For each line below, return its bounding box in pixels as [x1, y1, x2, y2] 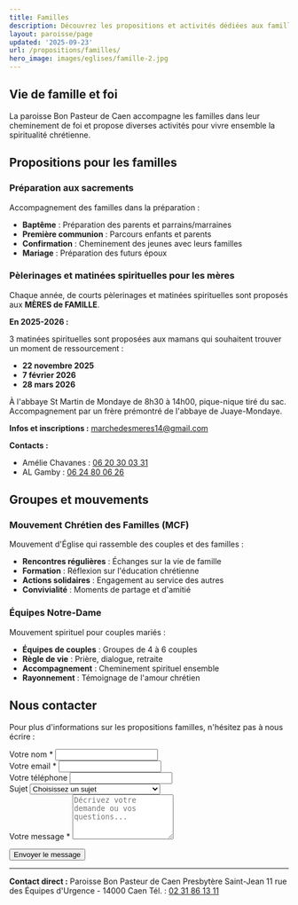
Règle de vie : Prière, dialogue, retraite [21, 653, 163, 664]
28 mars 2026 [21, 379, 75, 390]
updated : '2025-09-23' [9, 37, 93, 47]
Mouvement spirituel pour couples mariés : [9, 626, 166, 637]
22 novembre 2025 [21, 360, 95, 371]
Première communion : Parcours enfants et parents [21, 228, 212, 240]
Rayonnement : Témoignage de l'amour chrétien [21, 672, 200, 683]
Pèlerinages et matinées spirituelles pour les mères [9, 270, 235, 282]
